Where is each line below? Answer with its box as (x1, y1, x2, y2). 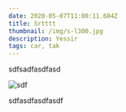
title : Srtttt (8, 19, 57, 28)
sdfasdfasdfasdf (8, 96, 63, 106)
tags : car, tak (8, 42, 60, 50)
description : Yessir (8, 34, 79, 43)
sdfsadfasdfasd (8, 64, 61, 74)
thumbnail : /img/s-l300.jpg (8, 27, 104, 35)
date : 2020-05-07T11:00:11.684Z (8, 11, 118, 20)
